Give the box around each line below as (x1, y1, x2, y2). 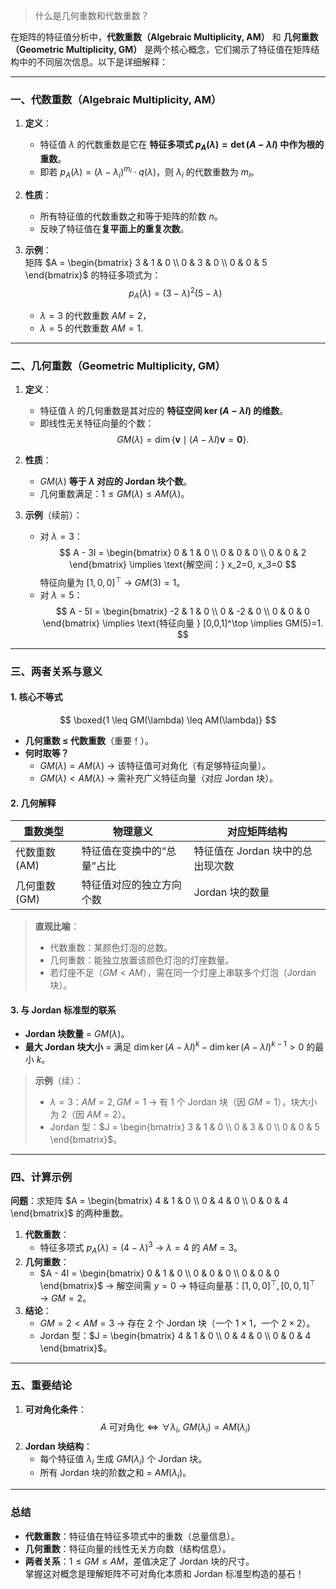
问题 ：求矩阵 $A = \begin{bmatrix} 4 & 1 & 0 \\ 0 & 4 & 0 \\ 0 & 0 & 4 (10, 1195, 289, 1207)
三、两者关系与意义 (10, 664, 103, 678)
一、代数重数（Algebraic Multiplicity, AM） (10, 92, 222, 106)
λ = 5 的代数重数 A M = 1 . (39, 322, 144, 334)
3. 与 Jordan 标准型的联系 (10, 1004, 117, 1016)
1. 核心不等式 (10, 691, 63, 703)
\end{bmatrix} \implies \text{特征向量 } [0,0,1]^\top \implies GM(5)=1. (42, 617, 324, 629)
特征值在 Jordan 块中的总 (193, 844, 313, 858)
